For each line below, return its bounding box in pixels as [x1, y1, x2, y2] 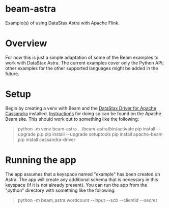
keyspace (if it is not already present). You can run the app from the [5, 182, 148, 188]
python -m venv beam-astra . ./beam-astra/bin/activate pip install [17, 125, 155, 132]
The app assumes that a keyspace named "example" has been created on [5, 171, 160, 177]
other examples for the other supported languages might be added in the [5, 65, 158, 71]
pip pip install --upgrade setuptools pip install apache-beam [37, 131, 163, 137]
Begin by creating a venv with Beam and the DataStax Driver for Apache [5, 105, 157, 111]
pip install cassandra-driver [17, 136, 75, 143]
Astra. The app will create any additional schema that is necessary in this [5, 176, 158, 183]
